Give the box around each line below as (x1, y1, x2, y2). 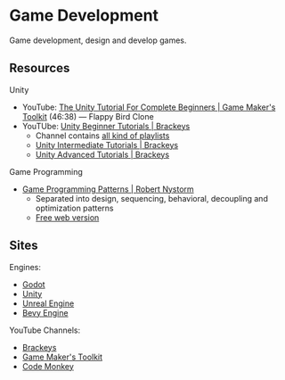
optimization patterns (35, 202, 114, 213)
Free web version (35, 211, 100, 223)
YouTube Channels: (9, 325, 81, 335)
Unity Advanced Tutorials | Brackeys (35, 149, 170, 160)
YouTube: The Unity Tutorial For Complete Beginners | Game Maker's (21, 102, 276, 112)
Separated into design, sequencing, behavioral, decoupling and (35, 193, 269, 203)
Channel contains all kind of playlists (35, 130, 170, 141)
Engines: (9, 261, 42, 272)
